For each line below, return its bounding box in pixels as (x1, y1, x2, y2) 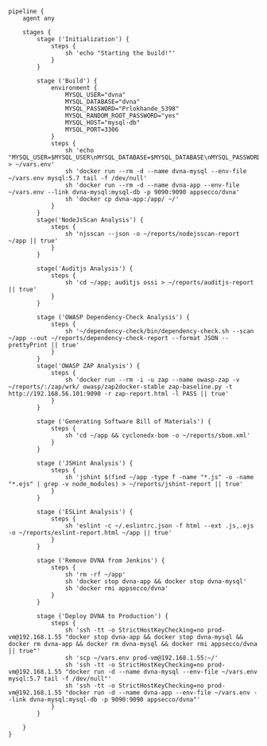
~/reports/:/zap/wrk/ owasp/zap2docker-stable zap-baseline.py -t (8, 383, 233, 391)
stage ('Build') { (37, 77, 98, 85)
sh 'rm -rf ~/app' (64, 570, 126, 578)
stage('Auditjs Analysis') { (37, 265, 133, 273)
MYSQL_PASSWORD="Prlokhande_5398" (64, 105, 180, 113)
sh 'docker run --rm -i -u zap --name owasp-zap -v (64, 376, 240, 384)
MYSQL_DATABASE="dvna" (64, 98, 141, 106)
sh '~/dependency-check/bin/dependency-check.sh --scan (64, 327, 254, 335)
